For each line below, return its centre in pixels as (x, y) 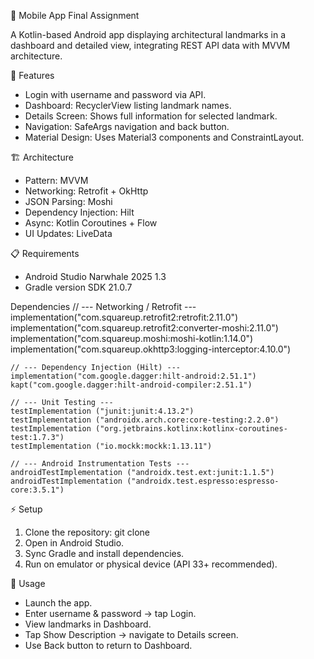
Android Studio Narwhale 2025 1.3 (95, 276)
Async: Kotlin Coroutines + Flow (91, 223)
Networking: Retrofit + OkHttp (86, 191)
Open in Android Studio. (74, 543)
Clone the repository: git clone (87, 532)
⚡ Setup (26, 509)
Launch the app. (58, 603)
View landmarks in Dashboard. (88, 624)
